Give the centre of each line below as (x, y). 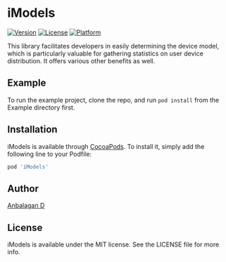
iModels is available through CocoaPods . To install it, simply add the (106, 146)
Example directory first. (41, 107)
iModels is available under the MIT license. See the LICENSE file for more (113, 244)
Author (23, 189)
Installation (32, 130)
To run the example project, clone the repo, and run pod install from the (113, 100)
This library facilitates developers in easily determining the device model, (113, 46)
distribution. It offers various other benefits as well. (81, 60)
